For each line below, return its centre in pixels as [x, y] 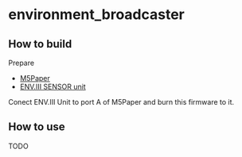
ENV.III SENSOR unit [53, 86]
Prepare [21, 63]
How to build [40, 44]
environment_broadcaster [96, 15]
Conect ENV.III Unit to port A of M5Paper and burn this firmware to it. [121, 102]
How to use [37, 127]
